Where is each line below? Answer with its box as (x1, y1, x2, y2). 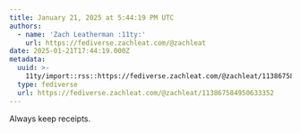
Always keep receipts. (9, 113, 91, 124)
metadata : (9, 55, 47, 64)
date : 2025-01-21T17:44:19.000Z (9, 47, 130, 56)
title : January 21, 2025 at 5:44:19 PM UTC (9, 13, 175, 22)
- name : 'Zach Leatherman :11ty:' (17, 30, 146, 39)
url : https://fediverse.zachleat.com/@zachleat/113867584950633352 (17, 88, 275, 97)
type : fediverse (17, 80, 78, 89)
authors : (9, 22, 42, 31)
